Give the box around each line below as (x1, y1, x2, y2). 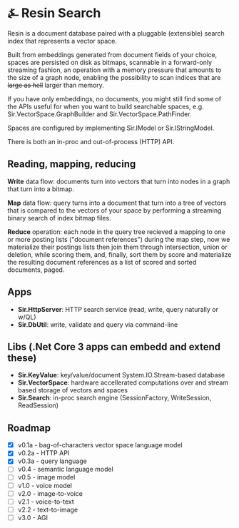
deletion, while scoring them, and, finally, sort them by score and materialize (7, 250, 232, 258)
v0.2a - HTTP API (17, 449, 70, 457)
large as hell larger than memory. (7, 81, 105, 89)
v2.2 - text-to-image (17, 505, 78, 514)
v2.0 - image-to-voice (17, 489, 83, 497)
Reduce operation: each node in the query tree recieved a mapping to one (7, 227, 226, 236)
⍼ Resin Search (7, 5, 101, 21)
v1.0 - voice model (17, 481, 73, 489)
